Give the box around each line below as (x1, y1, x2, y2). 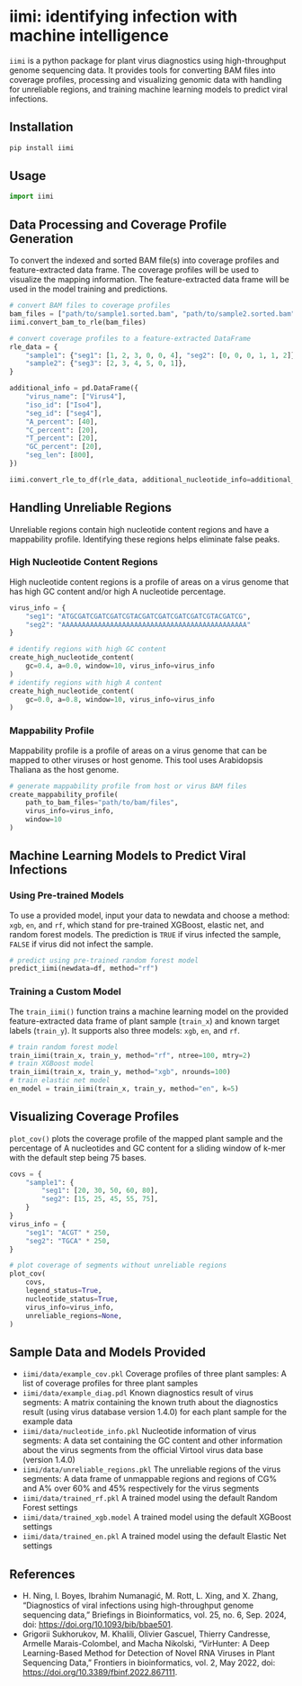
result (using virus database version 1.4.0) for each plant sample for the (22, 1406, 288, 1418)
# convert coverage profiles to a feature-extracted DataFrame (9, 334, 252, 343)
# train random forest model (9, 1042, 119, 1052)
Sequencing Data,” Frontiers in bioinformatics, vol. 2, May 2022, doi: (22, 1657, 276, 1668)
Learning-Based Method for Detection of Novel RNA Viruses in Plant (22, 1648, 276, 1659)
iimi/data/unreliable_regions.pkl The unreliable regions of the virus (22, 1464, 281, 1475)
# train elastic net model (9, 1076, 111, 1085)
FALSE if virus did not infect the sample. (9, 938, 154, 949)
